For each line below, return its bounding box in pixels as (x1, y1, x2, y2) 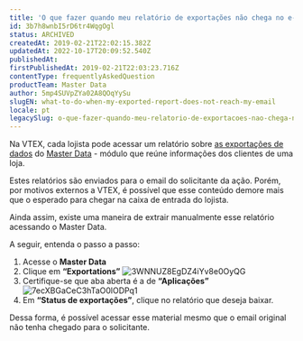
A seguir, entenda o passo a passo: (9, 239, 141, 250)
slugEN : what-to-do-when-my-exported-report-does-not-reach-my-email (9, 97, 277, 106)
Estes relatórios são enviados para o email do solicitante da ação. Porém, (9, 175, 281, 186)
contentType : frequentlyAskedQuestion (9, 72, 155, 81)
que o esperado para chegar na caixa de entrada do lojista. (9, 195, 229, 206)
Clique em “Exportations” (22, 266, 121, 277)
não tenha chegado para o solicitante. (9, 322, 151, 333)
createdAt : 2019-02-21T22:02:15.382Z (9, 38, 151, 48)
